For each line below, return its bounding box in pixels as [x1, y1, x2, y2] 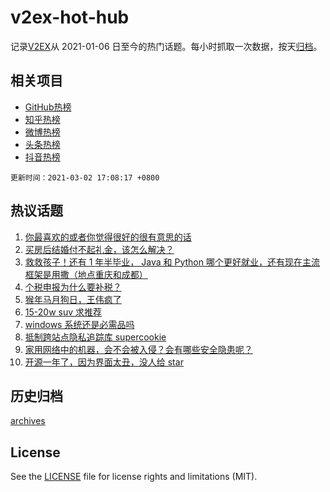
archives [10, 415, 46, 427]
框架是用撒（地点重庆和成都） [24, 268, 148, 280]
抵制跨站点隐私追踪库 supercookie [24, 331, 167, 343]
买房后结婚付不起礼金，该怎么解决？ [24, 243, 175, 255]
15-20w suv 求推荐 [24, 306, 103, 318]
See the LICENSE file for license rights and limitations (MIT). [10, 471, 258, 483]
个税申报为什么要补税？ [24, 281, 122, 293]
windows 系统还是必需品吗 [24, 318, 135, 330]
